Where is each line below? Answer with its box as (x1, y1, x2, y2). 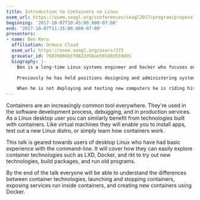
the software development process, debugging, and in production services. (6, 108, 191, 115)
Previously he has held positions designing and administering (17, 75, 177, 81)
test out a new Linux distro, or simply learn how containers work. (6, 127, 165, 135)
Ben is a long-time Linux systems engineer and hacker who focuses (17, 64, 187, 70)
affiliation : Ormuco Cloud (11, 42, 79, 48)
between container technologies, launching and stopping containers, (6, 176, 175, 183)
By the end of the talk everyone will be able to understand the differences (6, 169, 187, 176)
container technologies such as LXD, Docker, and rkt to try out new (6, 151, 171, 158)
